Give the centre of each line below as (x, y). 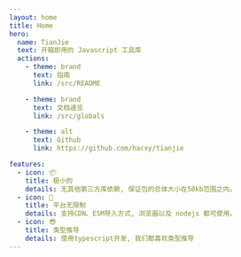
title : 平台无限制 (56, 206)
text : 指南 (51, 75)
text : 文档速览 (58, 107)
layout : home (33, 17)
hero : (19, 34)
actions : (33, 58)
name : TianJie (43, 42)
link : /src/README (66, 83)
